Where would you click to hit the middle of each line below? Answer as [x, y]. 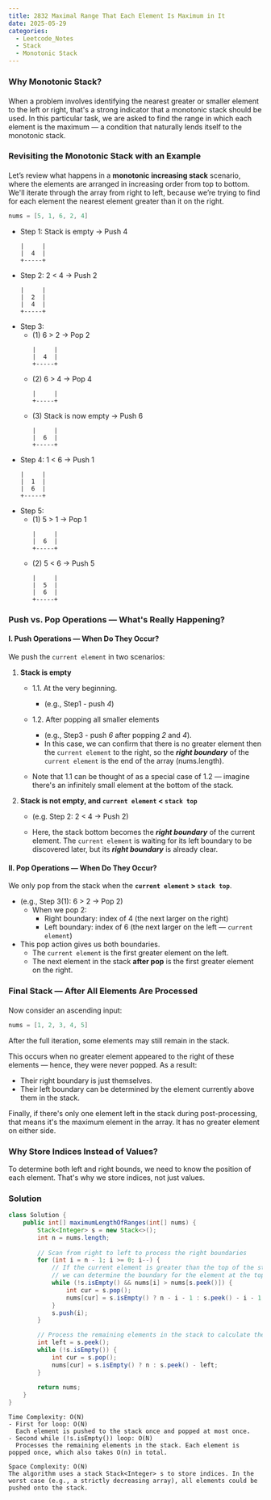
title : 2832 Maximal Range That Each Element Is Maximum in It [117, 16]
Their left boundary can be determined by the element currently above [137, 1089]
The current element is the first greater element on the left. [130, 953]
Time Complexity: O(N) [46, 1418]
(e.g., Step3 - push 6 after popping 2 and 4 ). [118, 735]
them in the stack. [50, 1098]
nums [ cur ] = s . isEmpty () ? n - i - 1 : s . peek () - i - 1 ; [165, 1298]
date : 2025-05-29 [38, 23]
